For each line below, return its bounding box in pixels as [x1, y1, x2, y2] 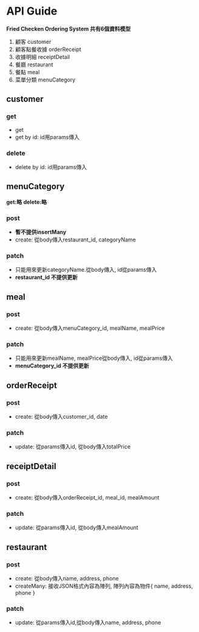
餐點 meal [15, 68, 40, 75]
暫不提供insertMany [15, 228, 67, 236]
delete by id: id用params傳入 [15, 163, 87, 171]
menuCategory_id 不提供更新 [15, 362, 89, 369]
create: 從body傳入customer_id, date [15, 413, 108, 420]
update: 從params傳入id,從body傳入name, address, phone [15, 619, 161, 627]
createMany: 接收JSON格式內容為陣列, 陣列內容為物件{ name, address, [15, 582, 193, 589]
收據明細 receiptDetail [15, 53, 70, 60]
